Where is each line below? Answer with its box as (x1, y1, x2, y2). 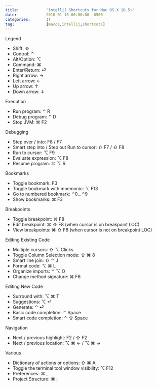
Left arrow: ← (12, 78, 42, 84)
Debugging (5, 129, 29, 135)
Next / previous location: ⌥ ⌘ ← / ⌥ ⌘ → (12, 340, 101, 346)
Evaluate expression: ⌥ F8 (12, 155, 69, 161)
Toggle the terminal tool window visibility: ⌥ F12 (12, 365, 113, 371)
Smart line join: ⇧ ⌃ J (12, 257, 58, 263)
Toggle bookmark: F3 (12, 180, 58, 186)
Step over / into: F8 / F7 (12, 139, 62, 145)
